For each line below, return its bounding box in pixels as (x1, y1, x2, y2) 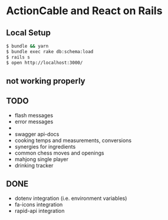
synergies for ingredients (14, 143, 76, 150)
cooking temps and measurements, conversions (14, 137, 131, 144)
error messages (14, 118, 54, 125)
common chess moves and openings (14, 149, 104, 156)
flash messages (14, 111, 54, 119)
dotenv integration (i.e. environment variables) (14, 195, 127, 202)
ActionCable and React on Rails (6, 4, 163, 18)
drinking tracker (14, 162, 54, 169)
